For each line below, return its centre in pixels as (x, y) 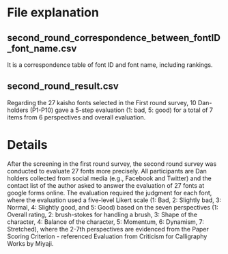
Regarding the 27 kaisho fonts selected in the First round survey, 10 (102, 102)
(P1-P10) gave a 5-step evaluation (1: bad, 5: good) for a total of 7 (122, 110)
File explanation (53, 13)
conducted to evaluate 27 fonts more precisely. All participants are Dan (107, 171)
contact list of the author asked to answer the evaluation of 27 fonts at (106, 185)
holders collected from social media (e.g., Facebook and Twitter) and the (109, 178)
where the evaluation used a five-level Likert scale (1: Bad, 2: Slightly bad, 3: (114, 200)
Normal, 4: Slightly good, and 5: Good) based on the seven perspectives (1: (113, 207)
